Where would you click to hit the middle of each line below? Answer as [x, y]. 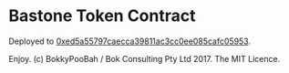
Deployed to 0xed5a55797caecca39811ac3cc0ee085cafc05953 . [130, 41]
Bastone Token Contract [102, 16]
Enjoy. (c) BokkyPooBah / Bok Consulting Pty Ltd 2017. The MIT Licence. [144, 58]
